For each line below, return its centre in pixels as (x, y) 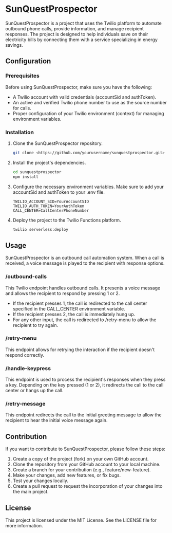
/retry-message (25, 404)
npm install (25, 177)
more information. (24, 526)
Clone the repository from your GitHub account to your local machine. (87, 464)
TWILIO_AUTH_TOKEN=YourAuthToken (49, 206)
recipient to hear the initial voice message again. (56, 420)
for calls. (22, 108)
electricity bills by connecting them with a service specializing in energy (81, 40)
